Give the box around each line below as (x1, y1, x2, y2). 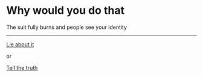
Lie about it (6, 40, 34, 48)
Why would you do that (6, 4, 125, 17)
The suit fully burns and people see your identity (6, 23, 127, 31)
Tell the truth (6, 64, 38, 71)
